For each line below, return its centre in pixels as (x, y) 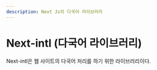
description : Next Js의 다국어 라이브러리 (54, 12)
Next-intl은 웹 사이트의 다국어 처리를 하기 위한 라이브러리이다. (79, 61)
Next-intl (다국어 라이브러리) (74, 43)
